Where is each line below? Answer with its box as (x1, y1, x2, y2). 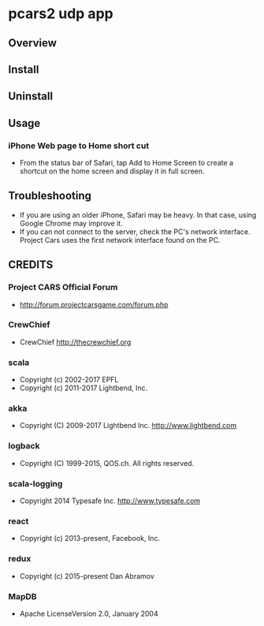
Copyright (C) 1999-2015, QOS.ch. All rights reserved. (19, 458, 195, 468)
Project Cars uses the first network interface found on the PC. (19, 235, 221, 244)
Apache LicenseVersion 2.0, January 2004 (19, 609, 159, 618)
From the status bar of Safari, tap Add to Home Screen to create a (19, 158, 234, 168)
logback (8, 441, 40, 452)
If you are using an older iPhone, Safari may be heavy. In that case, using (19, 210, 257, 219)
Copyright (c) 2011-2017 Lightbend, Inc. (19, 383, 148, 393)
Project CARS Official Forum (8, 281, 118, 293)
